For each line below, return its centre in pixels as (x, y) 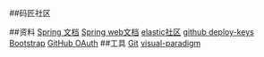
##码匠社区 (30, 13)
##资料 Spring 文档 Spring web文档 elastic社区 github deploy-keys (132, 32)
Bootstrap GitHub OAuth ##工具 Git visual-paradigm (105, 43)
